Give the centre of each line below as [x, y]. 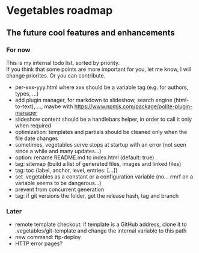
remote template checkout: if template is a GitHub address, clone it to [101, 224]
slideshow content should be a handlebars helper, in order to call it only [103, 119]
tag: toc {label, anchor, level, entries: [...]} [66, 170]
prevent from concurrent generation [60, 189]
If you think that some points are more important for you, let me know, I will [99, 69]
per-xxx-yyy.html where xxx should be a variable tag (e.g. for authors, [102, 87]
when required [33, 125]
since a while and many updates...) [58, 151]
